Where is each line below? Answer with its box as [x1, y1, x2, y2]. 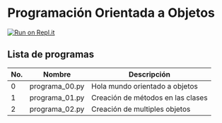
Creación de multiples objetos [91, 104, 191, 114]
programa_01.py [29, 93, 85, 103]
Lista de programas [7, 48, 95, 60]
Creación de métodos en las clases [91, 93, 208, 103]
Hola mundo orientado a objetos [91, 81, 198, 91]
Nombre [43, 69, 71, 79]
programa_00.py [29, 81, 85, 91]
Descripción [128, 69, 171, 79]
